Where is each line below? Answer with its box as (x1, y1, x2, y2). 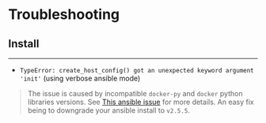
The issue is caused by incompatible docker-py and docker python (27, 89, 243, 98)
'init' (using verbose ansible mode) (19, 73, 141, 83)
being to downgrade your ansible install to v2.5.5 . (27, 106, 190, 115)
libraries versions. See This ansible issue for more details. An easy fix (27, 97, 255, 106)
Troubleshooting (8, 6, 120, 24)
